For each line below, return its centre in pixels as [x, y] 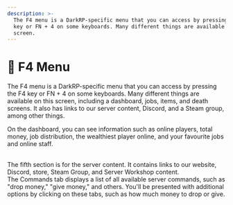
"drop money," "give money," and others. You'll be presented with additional [115, 187]
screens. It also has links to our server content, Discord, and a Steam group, [116, 109]
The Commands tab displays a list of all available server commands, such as [116, 179]
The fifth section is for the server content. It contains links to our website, [112, 165]
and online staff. [30, 144]
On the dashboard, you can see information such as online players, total [110, 130]
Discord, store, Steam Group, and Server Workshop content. [93, 172]
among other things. [36, 116]
